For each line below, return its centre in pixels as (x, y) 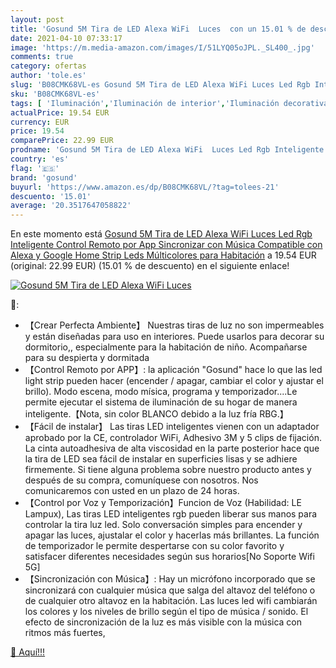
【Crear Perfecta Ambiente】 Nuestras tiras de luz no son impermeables (174, 325)
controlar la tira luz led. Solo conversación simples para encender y (163, 525)
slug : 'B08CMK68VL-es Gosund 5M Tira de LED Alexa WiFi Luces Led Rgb (160, 85)
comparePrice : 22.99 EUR (62, 141)
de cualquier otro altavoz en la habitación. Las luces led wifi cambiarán (171, 601)
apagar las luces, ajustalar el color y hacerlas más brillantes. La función (172, 535)
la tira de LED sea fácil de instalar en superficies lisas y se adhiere (161, 459)
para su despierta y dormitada (87, 358)
